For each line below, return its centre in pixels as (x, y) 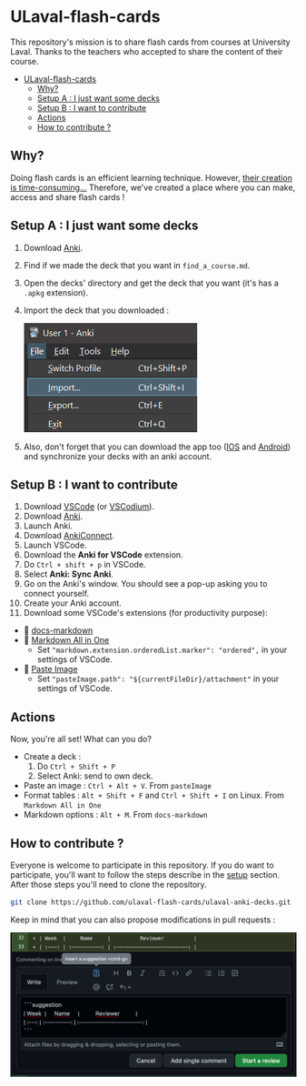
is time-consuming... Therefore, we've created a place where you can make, (153, 187)
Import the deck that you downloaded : (96, 310)
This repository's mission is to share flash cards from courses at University (150, 42)
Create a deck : (52, 757)
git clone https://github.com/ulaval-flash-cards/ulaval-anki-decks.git (151, 902)
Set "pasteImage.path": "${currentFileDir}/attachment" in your (158, 679)
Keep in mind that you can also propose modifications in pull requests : (143, 920)
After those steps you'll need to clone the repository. (109, 885)
